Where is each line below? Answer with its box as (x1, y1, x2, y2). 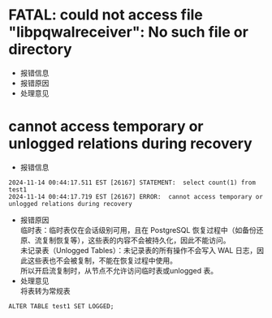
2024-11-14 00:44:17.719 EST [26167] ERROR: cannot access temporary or (8, 192, 264, 200)
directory (8, 41, 72, 58)
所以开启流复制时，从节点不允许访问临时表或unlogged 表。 (19, 265, 218, 275)
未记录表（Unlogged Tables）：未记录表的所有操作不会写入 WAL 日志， (19, 245, 257, 255)
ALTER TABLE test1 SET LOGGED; (8, 302, 114, 310)
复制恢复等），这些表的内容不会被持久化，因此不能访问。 (41, 235, 231, 245)
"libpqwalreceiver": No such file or (8, 23, 249, 41)
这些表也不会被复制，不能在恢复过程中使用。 (27, 256, 177, 265)
